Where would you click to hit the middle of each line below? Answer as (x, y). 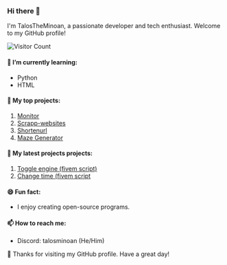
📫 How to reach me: (37, 223)
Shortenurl (32, 130)
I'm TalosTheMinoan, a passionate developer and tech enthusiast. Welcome (114, 26)
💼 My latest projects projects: (50, 153)
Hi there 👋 (24, 11)
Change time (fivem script (54, 176)
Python (27, 78)
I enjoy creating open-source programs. (73, 207)
